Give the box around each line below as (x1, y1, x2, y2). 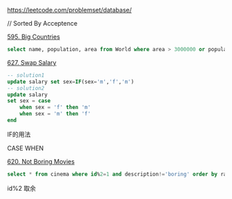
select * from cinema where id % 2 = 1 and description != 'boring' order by (7, 171, 218, 178)
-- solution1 (7, 72, 45, 79)
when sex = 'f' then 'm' (19, 104, 91, 111)
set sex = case (7, 97, 51, 104)
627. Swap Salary (7, 58, 57, 66)
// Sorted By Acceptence (7, 19, 78, 27)
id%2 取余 (7, 184, 37, 192)
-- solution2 (7, 84, 45, 92)
